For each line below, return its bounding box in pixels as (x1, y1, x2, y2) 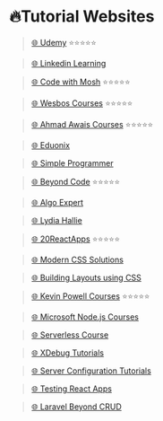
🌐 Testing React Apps (30, 383, 112, 394)
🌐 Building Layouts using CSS (30, 272, 142, 283)
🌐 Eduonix (30, 139, 70, 150)
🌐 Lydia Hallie (30, 215, 82, 225)
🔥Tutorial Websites (9, 6, 155, 27)
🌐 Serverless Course (30, 329, 109, 340)
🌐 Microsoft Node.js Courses (30, 311, 139, 322)
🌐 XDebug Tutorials (30, 347, 105, 358)
